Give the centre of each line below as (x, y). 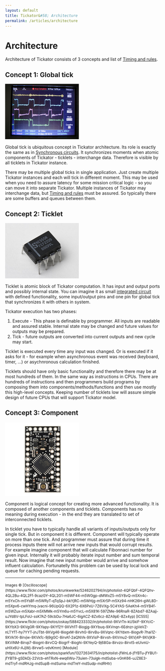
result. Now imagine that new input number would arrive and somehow (77, 560)
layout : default (22, 10)
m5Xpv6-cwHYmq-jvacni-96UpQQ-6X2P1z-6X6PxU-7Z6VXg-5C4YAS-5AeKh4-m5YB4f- (81, 606)
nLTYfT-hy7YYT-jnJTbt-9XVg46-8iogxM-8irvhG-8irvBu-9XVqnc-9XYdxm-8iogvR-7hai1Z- (81, 632)
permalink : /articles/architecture (41, 21)
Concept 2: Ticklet (34, 214)
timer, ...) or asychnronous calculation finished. (53, 362)
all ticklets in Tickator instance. (36, 163)
